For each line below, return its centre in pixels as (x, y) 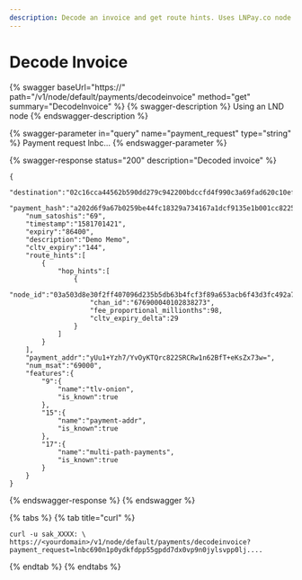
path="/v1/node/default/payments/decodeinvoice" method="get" (130, 96)
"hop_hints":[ (84, 271)
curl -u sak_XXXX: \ (48, 534)
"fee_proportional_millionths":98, (156, 310)
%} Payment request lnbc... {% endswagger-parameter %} (118, 143)
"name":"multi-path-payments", (116, 452)
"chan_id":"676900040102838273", (152, 302)
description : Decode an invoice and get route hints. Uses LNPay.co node (151, 18)
